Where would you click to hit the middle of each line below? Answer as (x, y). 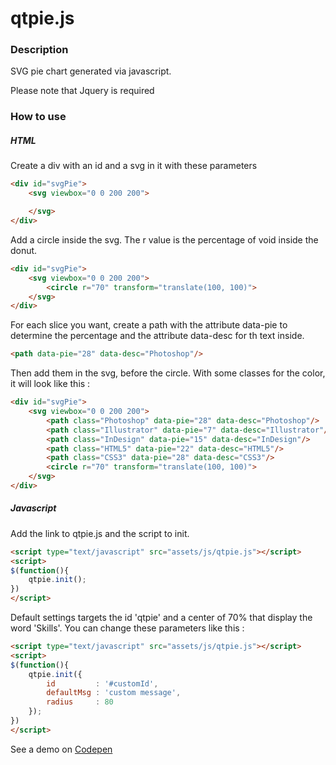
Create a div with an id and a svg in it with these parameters (134, 166)
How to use (38, 117)
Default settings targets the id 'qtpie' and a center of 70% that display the (161, 618)
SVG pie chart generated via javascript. (91, 71)
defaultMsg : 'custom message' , (114, 693)
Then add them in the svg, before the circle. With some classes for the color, (168, 373)
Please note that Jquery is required (82, 91)
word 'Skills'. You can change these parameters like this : (127, 628)
